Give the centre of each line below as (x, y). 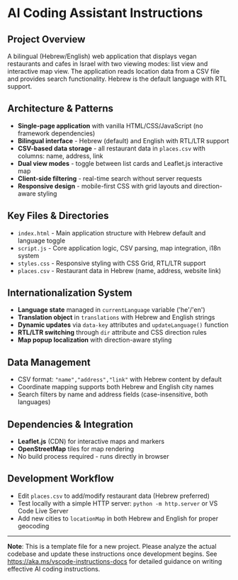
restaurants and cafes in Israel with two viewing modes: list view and (108, 64)
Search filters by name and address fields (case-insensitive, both (113, 394)
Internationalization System (70, 293)
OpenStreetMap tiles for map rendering (76, 449)
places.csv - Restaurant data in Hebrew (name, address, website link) (119, 270)
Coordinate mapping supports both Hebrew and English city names (115, 387)
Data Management (49, 362)
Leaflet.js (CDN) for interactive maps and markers (91, 442)
